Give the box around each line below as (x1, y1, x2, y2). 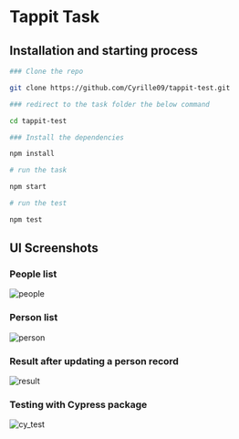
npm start (9, 183, 47, 192)
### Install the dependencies (9, 132, 125, 142)
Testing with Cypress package (9, 398, 148, 411)
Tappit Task (9, 6, 100, 27)
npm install (9, 149, 55, 159)
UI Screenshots (9, 240, 99, 256)
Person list (9, 311, 58, 324)
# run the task (9, 166, 68, 175)
